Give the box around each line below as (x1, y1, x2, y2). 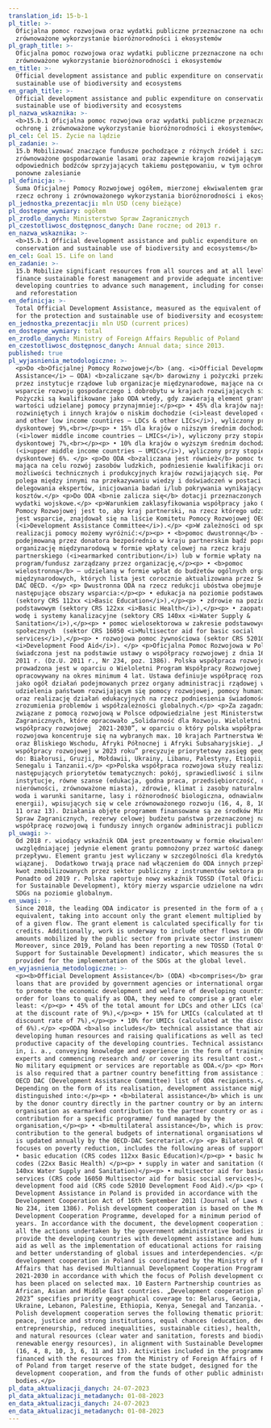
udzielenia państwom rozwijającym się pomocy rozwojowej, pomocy (15, 687, 240, 695)
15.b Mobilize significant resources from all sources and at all (15, 267, 244, 275)
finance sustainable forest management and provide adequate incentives (15, 274, 265, 282)
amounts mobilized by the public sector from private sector (15, 934, 226, 942)
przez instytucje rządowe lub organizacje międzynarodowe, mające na (15, 379, 254, 387)
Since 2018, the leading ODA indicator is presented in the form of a (15, 904, 258, 912)
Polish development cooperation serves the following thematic (15, 1309, 232, 1317)
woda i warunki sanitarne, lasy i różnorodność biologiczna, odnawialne (15, 791, 265, 800)
